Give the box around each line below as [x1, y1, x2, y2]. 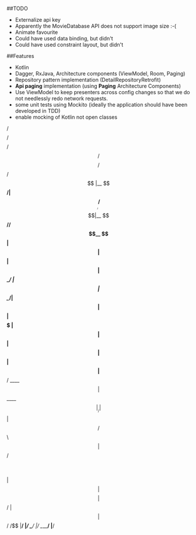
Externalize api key [15, 16, 61, 23]
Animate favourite [15, 29, 58, 36]
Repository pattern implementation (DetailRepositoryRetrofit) [15, 76, 161, 83]
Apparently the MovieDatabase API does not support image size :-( [15, 23, 177, 29]
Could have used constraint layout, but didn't [15, 41, 124, 48]
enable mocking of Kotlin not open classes [15, 114, 118, 121]
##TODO [6, 5, 28, 12]
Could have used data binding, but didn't [15, 35, 113, 42]
